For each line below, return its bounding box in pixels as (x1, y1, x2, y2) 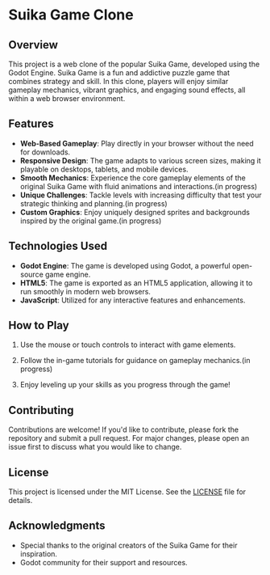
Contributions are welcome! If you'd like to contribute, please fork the (8, 425, 239, 434)
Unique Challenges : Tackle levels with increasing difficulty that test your (19, 190, 262, 200)
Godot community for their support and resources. (19, 557, 188, 567)
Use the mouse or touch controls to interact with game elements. (19, 340, 236, 349)
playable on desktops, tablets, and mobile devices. (19, 164, 189, 174)
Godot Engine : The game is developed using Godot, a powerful (19, 260, 231, 270)
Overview (8, 38, 59, 52)
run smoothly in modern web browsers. (19, 286, 152, 296)
